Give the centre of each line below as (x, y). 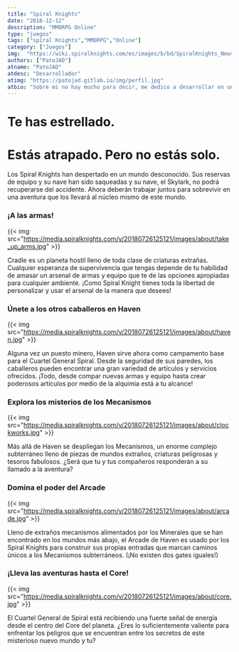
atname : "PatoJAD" (34, 67)
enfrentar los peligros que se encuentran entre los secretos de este (106, 633)
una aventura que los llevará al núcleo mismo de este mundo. (97, 197)
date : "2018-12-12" (36, 21)
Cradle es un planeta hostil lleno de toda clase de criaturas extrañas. (108, 260)
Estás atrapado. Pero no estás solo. (114, 155)
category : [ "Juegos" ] (39, 47)
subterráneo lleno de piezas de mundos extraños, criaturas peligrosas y (113, 454)
